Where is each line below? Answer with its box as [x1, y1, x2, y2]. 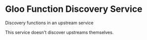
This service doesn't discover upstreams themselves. [5, 29, 114, 35]
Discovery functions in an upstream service [5, 20, 94, 26]
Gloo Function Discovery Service [5, 3, 143, 15]
